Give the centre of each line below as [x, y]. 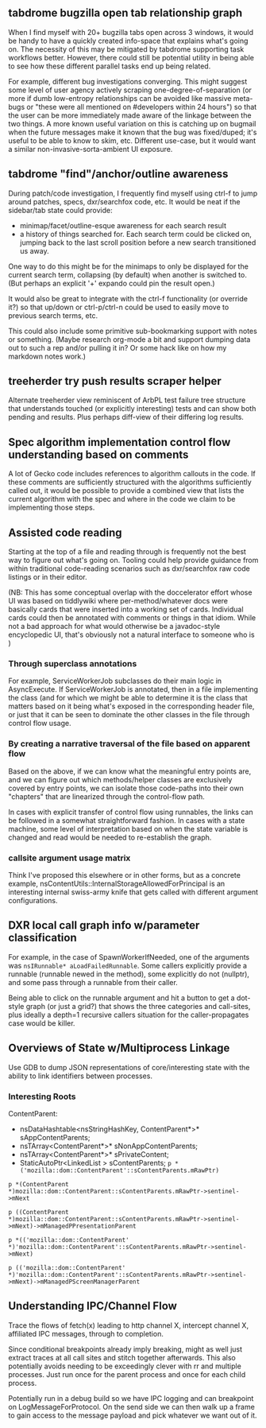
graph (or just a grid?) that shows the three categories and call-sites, [138, 1006]
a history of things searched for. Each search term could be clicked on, [136, 234]
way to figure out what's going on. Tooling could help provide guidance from [133, 561]
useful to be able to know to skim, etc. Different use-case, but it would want [132, 140]
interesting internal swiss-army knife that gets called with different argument [133, 892]
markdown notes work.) [47, 356]
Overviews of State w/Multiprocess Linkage [119, 1048]
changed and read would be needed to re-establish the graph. [110, 837]
